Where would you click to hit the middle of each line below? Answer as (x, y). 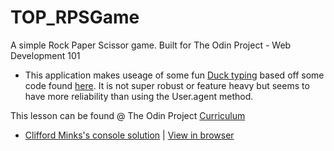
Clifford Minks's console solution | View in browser (129, 135)
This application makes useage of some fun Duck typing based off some (174, 75)
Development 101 (45, 55)
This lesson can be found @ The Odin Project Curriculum (128, 115)
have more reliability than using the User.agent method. (139, 96)
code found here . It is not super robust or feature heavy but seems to (167, 85)
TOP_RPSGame (75, 17)
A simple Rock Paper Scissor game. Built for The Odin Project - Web (151, 45)
